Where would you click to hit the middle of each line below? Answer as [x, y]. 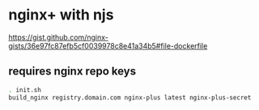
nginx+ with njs [61, 15]
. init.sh [25, 90]
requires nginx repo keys [72, 72]
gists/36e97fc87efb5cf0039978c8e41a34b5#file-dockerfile [108, 45]
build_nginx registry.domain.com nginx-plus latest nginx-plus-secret [130, 97]
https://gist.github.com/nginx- [59, 37]
